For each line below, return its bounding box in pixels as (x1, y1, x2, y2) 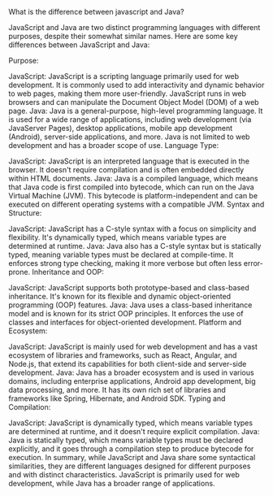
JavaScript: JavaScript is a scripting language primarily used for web (8, 72, 240, 80)
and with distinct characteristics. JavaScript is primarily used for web (8, 470, 240, 479)
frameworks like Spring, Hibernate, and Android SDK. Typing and (8, 394, 226, 403)
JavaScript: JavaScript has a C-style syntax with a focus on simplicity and (8, 224, 257, 233)
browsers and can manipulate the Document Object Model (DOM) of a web (8, 98, 259, 107)
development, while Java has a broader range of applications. (8, 479, 215, 488)
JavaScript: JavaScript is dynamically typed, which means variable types (8, 418, 253, 428)
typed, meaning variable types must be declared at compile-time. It (8, 250, 234, 259)
